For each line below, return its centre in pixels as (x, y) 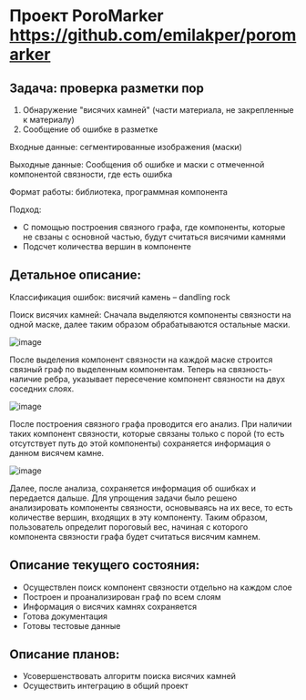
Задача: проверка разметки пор (107, 88)
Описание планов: (65, 655)
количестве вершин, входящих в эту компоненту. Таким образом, (139, 517)
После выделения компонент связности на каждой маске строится (141, 360)
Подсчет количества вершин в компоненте (107, 246)
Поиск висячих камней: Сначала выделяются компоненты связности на (150, 314)
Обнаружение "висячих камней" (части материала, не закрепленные (158, 110)
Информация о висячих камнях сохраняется (110, 606)
